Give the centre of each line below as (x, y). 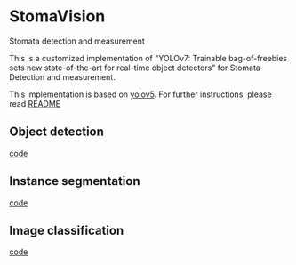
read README (35, 103)
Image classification (67, 230)
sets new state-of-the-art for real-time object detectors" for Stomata (135, 68)
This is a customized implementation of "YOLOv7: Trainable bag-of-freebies (148, 58)
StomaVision (57, 16)
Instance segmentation (75, 181)
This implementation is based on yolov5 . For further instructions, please (141, 94)
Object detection (57, 132)
